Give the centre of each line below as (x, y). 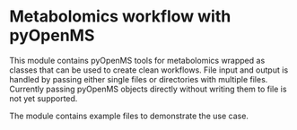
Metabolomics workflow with (120, 17)
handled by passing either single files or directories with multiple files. (139, 79)
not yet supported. (44, 98)
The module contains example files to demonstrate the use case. (129, 116)
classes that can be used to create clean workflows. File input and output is (149, 70)
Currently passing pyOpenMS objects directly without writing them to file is (148, 89)
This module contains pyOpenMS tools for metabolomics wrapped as (137, 60)
